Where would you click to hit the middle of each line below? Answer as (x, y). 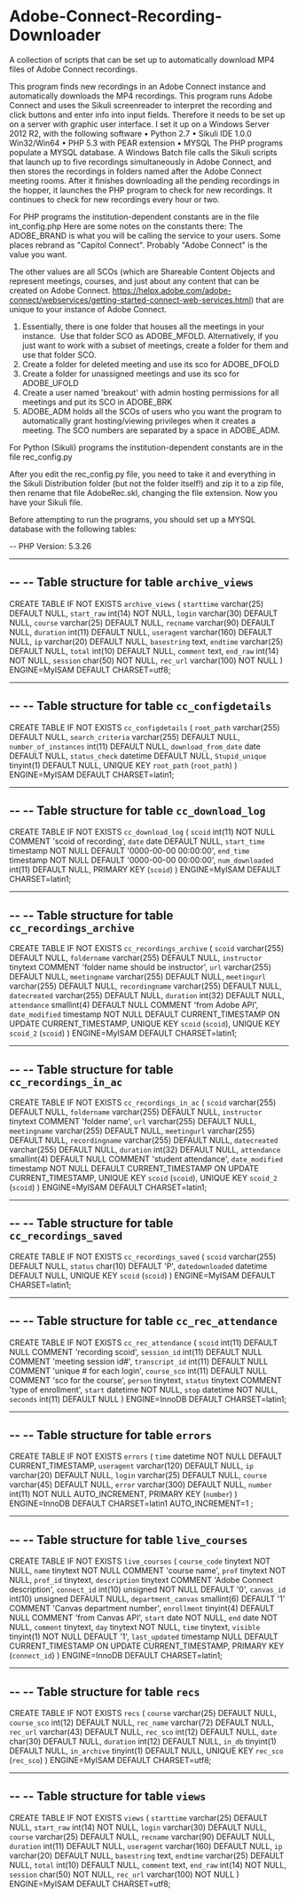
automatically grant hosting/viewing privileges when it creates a (139, 421)
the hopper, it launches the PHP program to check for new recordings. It (141, 190)
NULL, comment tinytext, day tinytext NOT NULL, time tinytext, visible (135, 1627)
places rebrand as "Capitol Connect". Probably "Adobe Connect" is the (138, 245)
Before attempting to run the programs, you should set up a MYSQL (132, 519)
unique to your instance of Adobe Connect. (88, 309)
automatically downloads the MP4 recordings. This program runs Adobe (141, 96)
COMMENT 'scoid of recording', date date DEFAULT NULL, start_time (137, 841)
